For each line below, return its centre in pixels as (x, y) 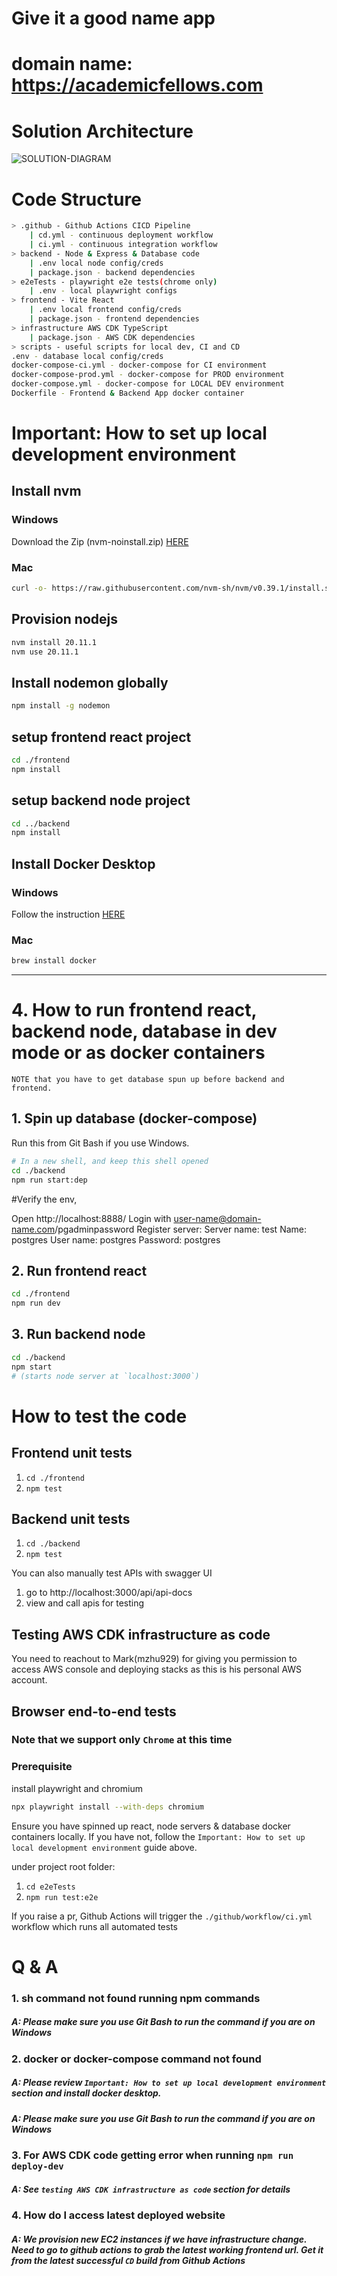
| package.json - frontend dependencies (114, 319)
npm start (32, 1367)
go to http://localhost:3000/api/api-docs (109, 1593)
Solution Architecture (102, 131)
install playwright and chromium (77, 1788)
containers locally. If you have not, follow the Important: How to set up (158, 1836)
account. (29, 1680)
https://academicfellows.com (137, 85)
